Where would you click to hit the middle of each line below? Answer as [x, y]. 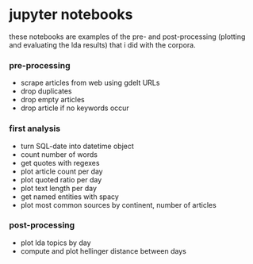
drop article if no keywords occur [75, 108]
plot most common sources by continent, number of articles [118, 205]
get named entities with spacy [70, 197]
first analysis [35, 128]
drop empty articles [53, 100]
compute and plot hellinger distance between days [103, 251]
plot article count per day [61, 171]
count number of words [59, 154]
